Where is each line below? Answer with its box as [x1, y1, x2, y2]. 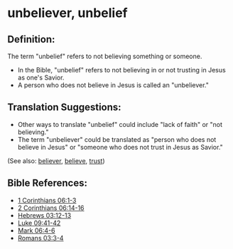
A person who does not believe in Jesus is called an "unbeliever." [17, 81, 210, 89]
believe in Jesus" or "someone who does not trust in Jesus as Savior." [17, 143, 224, 151]
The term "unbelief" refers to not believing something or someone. [7, 52, 202, 60]
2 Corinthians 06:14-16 [17, 204, 85, 212]
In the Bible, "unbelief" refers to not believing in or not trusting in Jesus [17, 66, 226, 74]
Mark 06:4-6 [17, 226, 55, 235]
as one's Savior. [17, 73, 65, 82]
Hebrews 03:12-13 [17, 211, 72, 219]
